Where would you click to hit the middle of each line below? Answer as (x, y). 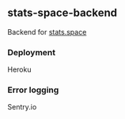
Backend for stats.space (47, 32)
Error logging (33, 90)
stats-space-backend (62, 13)
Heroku (19, 69)
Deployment (32, 52)
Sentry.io (22, 107)
